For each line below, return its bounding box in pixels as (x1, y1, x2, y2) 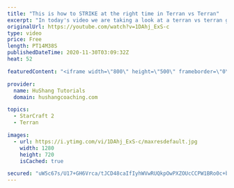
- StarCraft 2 (13, 113, 54, 120)
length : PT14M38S (7, 42, 58, 49)
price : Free (7, 36, 42, 43)
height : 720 (19, 151, 54, 158)
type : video (7, 29, 42, 37)
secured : (7, 170, 33, 178)
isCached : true (19, 157, 64, 164)
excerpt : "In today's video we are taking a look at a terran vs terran (7, 17, 223, 24)
